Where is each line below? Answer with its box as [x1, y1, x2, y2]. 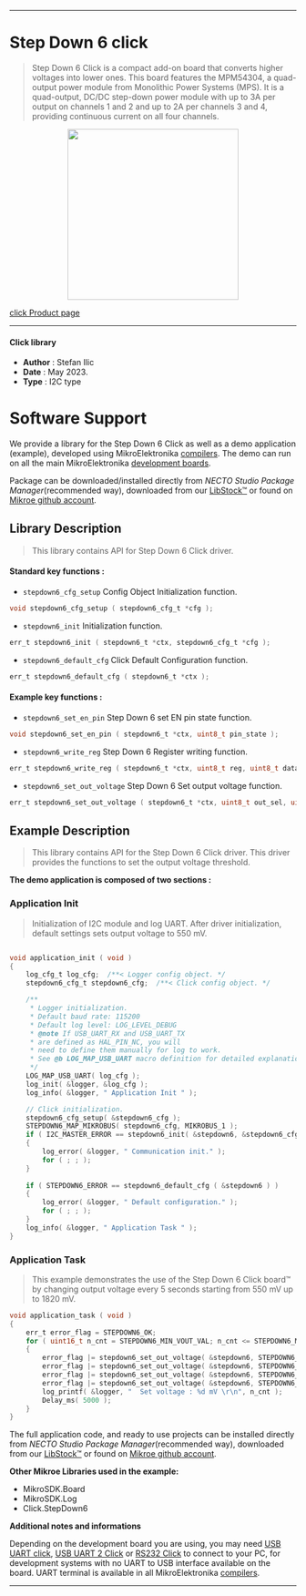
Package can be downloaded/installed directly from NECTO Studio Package [9, 476, 295, 486]
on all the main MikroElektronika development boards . [9, 457, 211, 469]
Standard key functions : [9, 566, 105, 577]
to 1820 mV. [31, 1293, 76, 1304]
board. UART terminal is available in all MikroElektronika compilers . [9, 1568, 260, 1579]
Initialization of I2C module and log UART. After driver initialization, [31, 917, 282, 929]
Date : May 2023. [22, 366, 88, 378]
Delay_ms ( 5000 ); [42, 1396, 112, 1405]
